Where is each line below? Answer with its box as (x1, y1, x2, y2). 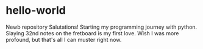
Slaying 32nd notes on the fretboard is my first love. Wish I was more (5, 29, 179, 36)
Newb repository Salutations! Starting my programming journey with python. (5, 23, 198, 30)
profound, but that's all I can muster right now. (5, 36, 122, 43)
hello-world (5, 4, 66, 17)
